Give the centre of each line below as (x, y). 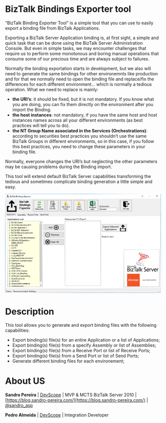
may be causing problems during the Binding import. (59, 167)
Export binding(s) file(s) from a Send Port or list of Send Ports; (76, 356)
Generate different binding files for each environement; (68, 361)
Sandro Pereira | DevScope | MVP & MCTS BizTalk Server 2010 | (71, 395)
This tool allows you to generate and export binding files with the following (81, 325)
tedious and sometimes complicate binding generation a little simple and (79, 181)
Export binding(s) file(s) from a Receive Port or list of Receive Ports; (81, 351)
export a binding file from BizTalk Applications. (53, 28)
